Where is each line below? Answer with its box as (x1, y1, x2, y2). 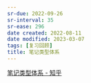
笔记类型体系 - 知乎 (7, 68, 62, 77)
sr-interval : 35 (7, 17, 54, 24)
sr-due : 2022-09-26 (7, 10, 63, 17)
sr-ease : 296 (7, 23, 45, 30)
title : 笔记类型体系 (7, 49, 60, 56)
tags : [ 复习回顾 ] (7, 42, 53, 49)
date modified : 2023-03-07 (7, 36, 85, 43)
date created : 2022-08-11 (7, 29, 81, 37)
